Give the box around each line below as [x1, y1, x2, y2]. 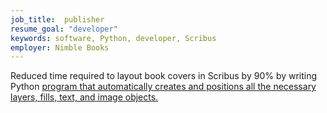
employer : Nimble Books [10, 42, 110, 53]
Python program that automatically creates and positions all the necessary [10, 81, 317, 93]
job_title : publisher [10, 14, 105, 25]
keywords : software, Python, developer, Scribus [10, 33, 217, 43]
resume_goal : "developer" [10, 24, 118, 34]
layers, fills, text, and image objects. [10, 91, 159, 103]
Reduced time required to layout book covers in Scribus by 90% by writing [10, 70, 318, 82]
